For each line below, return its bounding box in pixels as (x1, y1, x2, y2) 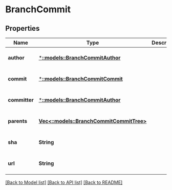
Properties (5, 24, 40, 33)
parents (8, 118, 27, 124)
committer (8, 96, 34, 103)
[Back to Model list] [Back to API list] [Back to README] (5, 179, 123, 185)
